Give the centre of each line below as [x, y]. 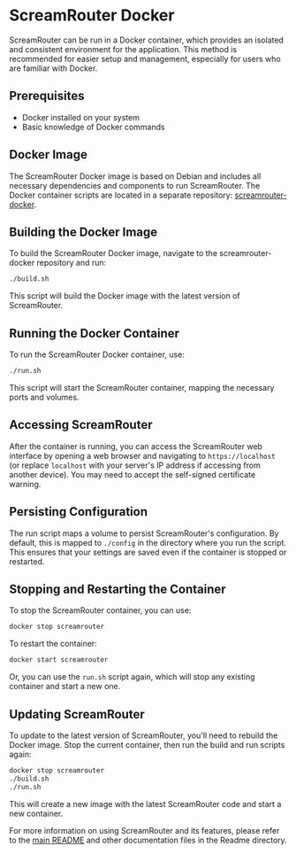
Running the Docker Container [94, 333]
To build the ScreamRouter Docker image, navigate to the [114, 253]
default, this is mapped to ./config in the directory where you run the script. [148, 542]
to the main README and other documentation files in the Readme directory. [148, 840]
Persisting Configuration [79, 512]
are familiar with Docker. [53, 68]
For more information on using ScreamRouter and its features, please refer [144, 830]
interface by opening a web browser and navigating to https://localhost [142, 455]
